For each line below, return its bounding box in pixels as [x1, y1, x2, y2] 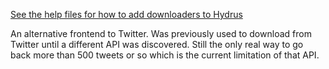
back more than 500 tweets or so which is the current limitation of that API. [10, 49, 320, 61]
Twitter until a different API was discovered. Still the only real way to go [10, 39, 304, 50]
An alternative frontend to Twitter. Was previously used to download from [10, 28, 312, 39]
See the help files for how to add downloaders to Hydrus [10, 9, 243, 20]
